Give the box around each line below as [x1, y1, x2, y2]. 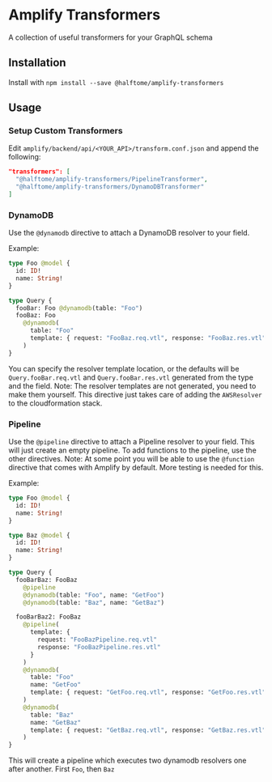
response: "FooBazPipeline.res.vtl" [37, 643, 161, 651]
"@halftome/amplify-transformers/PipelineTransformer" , [15, 176, 208, 184]
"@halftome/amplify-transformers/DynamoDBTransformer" [15, 183, 205, 191]
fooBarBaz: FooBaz [15, 576, 79, 584]
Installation [8, 56, 66, 70]
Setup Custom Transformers [8, 125, 123, 137]
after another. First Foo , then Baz [8, 764, 115, 774]
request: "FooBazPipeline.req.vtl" [37, 635, 158, 644]
